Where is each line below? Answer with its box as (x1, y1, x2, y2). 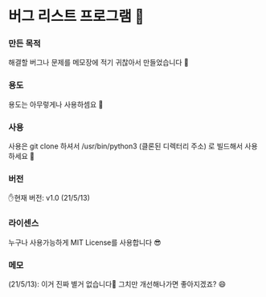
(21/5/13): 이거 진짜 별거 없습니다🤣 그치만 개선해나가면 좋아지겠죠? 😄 (8, 279, 227, 289)
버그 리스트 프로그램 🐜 (8, 7, 145, 26)
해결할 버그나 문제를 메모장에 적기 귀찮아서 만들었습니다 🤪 (8, 58, 189, 67)
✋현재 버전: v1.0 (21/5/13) (8, 193, 91, 203)
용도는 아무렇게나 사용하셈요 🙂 (8, 100, 104, 109)
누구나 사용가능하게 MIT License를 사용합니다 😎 (8, 238, 162, 247)
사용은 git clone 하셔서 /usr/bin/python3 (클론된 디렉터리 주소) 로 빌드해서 (8, 141, 243, 151)
